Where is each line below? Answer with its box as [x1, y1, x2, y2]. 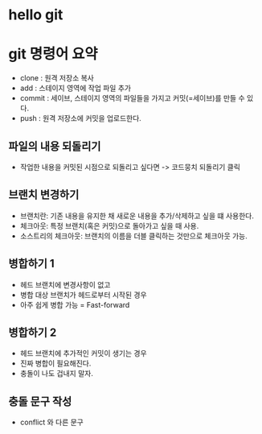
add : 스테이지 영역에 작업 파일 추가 [19, 83, 131, 93]
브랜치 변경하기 [8, 188, 80, 202]
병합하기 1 [8, 257, 55, 271]
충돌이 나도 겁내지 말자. [19, 369, 94, 378]
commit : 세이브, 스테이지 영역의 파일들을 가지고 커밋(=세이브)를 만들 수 [19, 93, 245, 103]
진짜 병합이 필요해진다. [19, 358, 92, 368]
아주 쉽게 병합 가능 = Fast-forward [19, 300, 130, 309]
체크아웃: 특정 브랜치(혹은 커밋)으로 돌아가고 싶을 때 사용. [19, 221, 199, 230]
